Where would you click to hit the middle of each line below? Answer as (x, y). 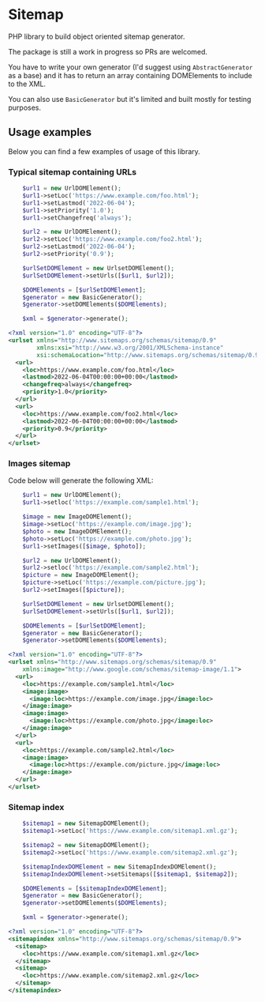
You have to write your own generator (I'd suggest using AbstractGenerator (131, 67)
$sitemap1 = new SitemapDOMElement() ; (86, 823)
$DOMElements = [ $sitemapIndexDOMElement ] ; (95, 888)
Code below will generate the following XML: (81, 480)
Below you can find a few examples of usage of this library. (105, 151)
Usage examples (50, 132)
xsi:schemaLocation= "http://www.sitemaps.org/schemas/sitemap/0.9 (148, 355)
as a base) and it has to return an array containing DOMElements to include (130, 75)
